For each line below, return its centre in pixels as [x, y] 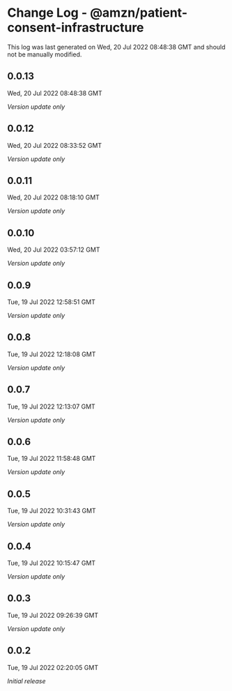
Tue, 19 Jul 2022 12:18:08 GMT [52, 354]
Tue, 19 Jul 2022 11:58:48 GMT [52, 459]
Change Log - [47, 13]
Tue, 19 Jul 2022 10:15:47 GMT [52, 563]
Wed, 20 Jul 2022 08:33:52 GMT [55, 145]
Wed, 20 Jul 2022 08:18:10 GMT [53, 197]
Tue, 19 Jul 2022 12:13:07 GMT [51, 407]
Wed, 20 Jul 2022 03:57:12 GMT [54, 250]
